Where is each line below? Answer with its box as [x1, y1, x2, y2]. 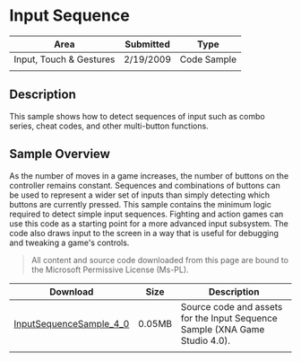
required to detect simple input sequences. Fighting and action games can [9, 208, 284, 219]
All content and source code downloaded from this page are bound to [30, 254, 289, 265]
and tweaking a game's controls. [9, 237, 130, 248]
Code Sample [179, 53, 237, 66]
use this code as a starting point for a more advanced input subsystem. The [9, 217, 289, 229]
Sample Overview [9, 146, 110, 162]
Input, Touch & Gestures [13, 53, 116, 66]
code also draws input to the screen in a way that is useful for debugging [9, 227, 279, 238]
